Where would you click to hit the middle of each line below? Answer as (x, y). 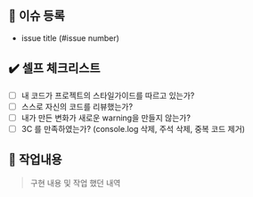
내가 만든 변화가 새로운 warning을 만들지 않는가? (106, 118)
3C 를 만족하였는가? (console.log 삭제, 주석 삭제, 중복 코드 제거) (133, 128)
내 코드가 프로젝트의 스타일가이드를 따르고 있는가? (108, 95)
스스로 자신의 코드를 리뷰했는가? (77, 106)
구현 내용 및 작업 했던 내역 (75, 183)
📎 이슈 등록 (37, 16)
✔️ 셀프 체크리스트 (54, 68)
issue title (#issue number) (70, 37)
